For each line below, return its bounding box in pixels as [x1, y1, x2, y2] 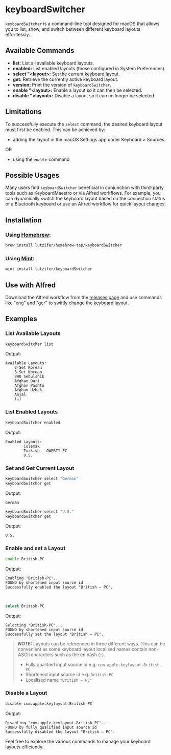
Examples [5, 314, 37, 323]
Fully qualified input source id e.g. [25, 661, 97, 667]
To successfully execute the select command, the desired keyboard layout [5, 121, 163, 127]
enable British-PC [5, 556, 44, 561]
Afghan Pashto [14, 383, 44, 388]
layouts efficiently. [5, 744, 44, 750]
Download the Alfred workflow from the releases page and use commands [5, 294, 162, 300]
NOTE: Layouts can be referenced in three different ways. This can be [17, 640, 165, 646]
